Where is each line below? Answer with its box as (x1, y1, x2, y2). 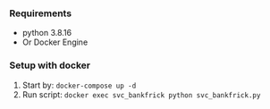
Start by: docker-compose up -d (21, 80, 137, 90)
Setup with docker (9, 59, 91, 71)
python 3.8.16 (21, 28, 72, 38)
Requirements (9, 7, 72, 20)
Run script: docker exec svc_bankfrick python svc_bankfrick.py (21, 88, 261, 100)
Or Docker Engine (21, 37, 89, 47)
